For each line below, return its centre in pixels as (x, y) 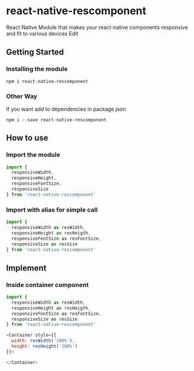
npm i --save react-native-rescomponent (57, 120)
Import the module (33, 155)
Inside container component (47, 285)
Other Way (22, 96)
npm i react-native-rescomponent (47, 81)
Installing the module (37, 69)
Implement (26, 268)
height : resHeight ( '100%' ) (45, 346)
